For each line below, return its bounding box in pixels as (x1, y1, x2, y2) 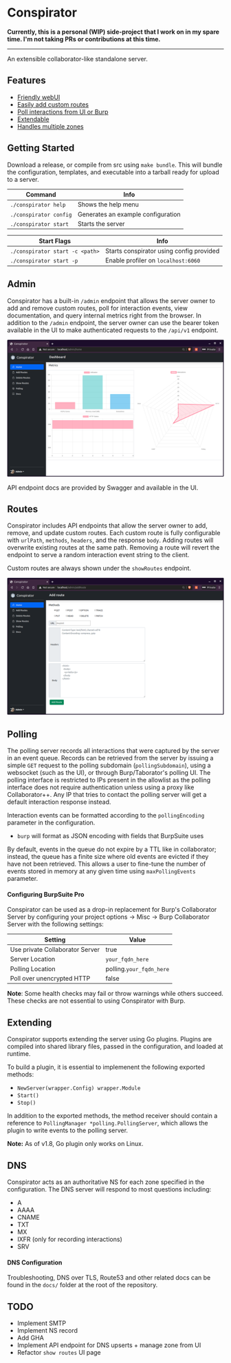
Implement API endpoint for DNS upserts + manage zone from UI (16, 1341, 201, 1349)
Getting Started (7, 143, 75, 154)
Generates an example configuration (78, 210, 181, 218)
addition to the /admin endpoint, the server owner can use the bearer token (7, 318, 219, 326)
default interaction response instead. (7, 798, 111, 807)
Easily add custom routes (16, 100, 89, 108)
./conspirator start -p (10, 258, 78, 264)
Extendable (16, 115, 49, 123)
